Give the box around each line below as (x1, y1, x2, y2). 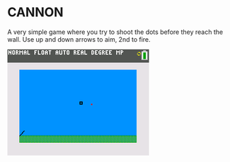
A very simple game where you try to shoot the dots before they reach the (7, 28, 224, 36)
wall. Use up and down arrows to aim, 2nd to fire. (7, 35, 151, 43)
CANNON (7, 4, 64, 21)
